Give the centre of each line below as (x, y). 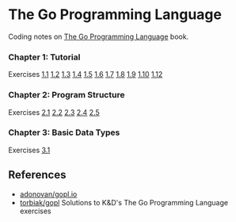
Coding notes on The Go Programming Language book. (99, 36)
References (37, 175)
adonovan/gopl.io (48, 194)
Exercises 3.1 (29, 150)
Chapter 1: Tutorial (44, 57)
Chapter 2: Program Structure (67, 95)
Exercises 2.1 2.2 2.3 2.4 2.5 (54, 112)
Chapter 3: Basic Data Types (64, 132)
